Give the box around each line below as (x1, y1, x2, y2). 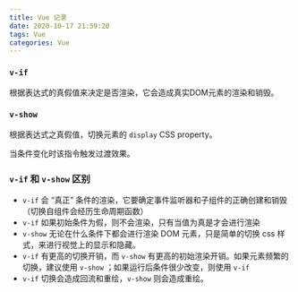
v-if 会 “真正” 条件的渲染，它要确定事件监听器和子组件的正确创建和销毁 (21, 194, 288, 206)
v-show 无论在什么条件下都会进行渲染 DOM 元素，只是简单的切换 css (21, 228, 276, 239)
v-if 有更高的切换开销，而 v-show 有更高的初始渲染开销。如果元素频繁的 (21, 251, 289, 262)
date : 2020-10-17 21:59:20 (9, 21, 110, 30)
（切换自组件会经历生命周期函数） (21, 206, 149, 217)
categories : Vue (9, 38, 70, 47)
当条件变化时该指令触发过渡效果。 (9, 148, 135, 159)
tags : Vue (9, 30, 47, 39)
